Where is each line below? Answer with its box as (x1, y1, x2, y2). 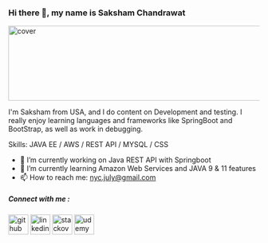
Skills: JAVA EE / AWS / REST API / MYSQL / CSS (8, 140, 169, 149)
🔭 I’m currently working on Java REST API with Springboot (19, 155, 211, 165)
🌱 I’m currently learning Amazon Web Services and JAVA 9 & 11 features (19, 164, 257, 173)
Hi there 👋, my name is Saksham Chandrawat (8, 7, 186, 18)
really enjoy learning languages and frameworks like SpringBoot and (8, 116, 233, 125)
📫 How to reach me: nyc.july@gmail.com (19, 173, 156, 182)
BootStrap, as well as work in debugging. (8, 124, 144, 134)
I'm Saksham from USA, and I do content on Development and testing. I (8, 107, 242, 117)
